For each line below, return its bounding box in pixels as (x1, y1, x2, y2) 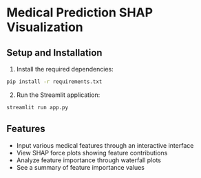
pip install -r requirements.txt (6, 78, 103, 85)
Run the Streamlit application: (16, 91, 100, 99)
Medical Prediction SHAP (6, 5, 153, 21)
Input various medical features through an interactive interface (16, 141, 194, 149)
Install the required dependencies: (16, 65, 114, 73)
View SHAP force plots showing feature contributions (16, 148, 168, 157)
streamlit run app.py (6, 104, 69, 111)
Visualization (6, 19, 83, 35)
